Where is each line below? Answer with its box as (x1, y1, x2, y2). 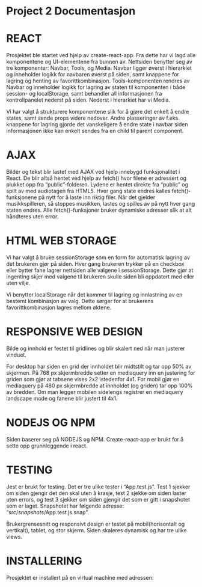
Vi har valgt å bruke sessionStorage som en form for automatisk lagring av (6, 254, 191, 261)
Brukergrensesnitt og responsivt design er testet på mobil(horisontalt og (6, 520, 185, 527)
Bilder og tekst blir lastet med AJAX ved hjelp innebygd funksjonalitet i (6, 168, 180, 176)
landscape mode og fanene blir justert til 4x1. (6, 395, 118, 402)
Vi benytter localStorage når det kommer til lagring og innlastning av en (6, 291, 183, 298)
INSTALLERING (6, 555, 82, 568)
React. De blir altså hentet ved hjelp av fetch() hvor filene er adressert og (6, 174, 187, 182)
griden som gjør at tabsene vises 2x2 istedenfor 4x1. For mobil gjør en (6, 375, 180, 383)
